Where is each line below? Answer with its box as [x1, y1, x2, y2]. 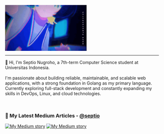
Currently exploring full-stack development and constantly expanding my [5, 86, 152, 91]
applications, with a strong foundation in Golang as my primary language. [5, 80, 152, 86]
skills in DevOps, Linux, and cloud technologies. [5, 90, 102, 96]
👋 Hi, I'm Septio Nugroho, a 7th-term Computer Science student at [5, 60, 139, 65]
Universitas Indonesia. [5, 65, 50, 70]
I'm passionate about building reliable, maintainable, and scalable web [5, 75, 146, 81]
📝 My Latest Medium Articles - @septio [5, 112, 100, 119]
